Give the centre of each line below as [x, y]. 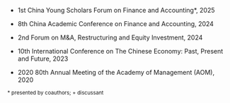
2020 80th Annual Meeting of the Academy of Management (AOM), [116, 72]
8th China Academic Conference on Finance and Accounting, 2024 [116, 24]
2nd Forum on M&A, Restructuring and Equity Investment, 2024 [110, 37]
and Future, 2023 [43, 59]
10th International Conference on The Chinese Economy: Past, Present [120, 51]
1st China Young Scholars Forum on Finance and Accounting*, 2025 [116, 10]
